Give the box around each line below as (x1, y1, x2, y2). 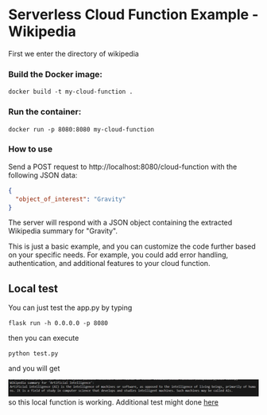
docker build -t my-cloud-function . (8, 88, 133, 96)
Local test (8, 281, 58, 296)
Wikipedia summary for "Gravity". (8, 226, 118, 236)
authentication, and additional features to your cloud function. (8, 259, 211, 268)
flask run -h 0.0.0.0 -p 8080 (8, 319, 109, 327)
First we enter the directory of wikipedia (8, 49, 139, 58)
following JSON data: (8, 170, 78, 180)
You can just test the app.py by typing (8, 303, 133, 312)
